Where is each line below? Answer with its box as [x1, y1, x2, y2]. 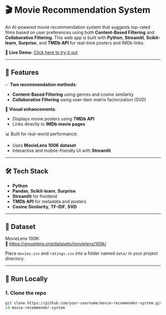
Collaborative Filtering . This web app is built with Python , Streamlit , [5, 35, 146, 40]
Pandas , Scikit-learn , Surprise [12, 188, 76, 194]
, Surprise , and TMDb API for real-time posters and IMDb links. [15, 39, 145, 45]
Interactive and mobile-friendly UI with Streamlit [12, 147, 111, 154]
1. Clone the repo [5, 289, 46, 296]
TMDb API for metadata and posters [12, 198, 86, 204]
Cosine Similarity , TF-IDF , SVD [12, 203, 77, 209]
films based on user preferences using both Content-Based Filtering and [5, 29, 155, 35]
